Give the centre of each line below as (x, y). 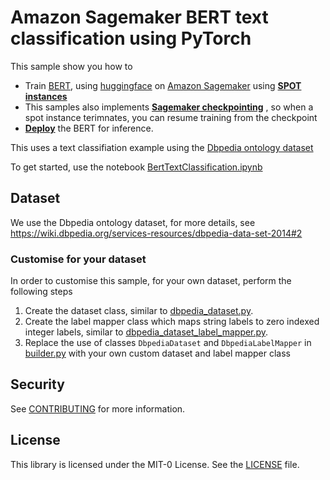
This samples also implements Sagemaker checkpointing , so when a (169, 107)
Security (37, 384)
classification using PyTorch (131, 38)
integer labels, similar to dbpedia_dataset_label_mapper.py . (146, 332)
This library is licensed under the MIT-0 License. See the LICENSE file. (155, 464)
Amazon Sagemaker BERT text (139, 17)
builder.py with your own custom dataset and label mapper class (157, 353)
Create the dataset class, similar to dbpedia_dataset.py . (139, 311)
